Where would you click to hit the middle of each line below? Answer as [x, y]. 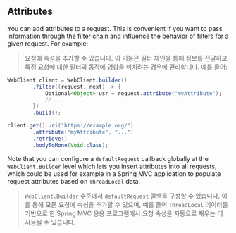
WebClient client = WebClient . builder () [68, 80]
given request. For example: [48, 43]
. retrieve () [50, 139]
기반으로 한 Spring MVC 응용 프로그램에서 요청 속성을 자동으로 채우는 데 [124, 213]
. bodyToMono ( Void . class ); [71, 145]
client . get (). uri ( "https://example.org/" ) [70, 126]
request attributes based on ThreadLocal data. [74, 181]
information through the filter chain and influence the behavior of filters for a [118, 36]
